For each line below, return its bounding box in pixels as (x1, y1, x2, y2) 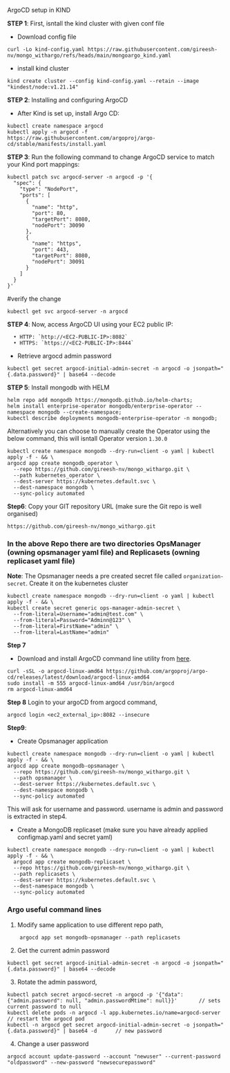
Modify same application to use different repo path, (17, 920, 164, 929)
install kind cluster (17, 64, 69, 72)
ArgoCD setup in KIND (7, 6, 71, 14)
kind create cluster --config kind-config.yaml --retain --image (7, 77, 199, 84)
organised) (7, 510, 38, 517)
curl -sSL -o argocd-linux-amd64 (7, 668, 104, 675)
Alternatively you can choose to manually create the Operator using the (7, 427, 211, 435)
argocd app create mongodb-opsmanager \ (7, 762, 126, 770)
